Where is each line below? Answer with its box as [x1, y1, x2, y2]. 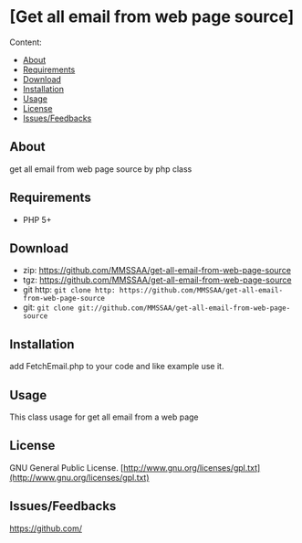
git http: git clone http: [22, 284, 116, 295]
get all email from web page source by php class [9, 163, 193, 175]
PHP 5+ [22, 214, 52, 225]
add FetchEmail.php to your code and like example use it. [9, 361, 224, 372]
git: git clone [22, 302, 75, 313]
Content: [9, 37, 43, 48]
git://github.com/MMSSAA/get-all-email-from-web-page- [77, 303, 291, 313]
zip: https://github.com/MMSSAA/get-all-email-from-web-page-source [22, 265, 292, 276]
